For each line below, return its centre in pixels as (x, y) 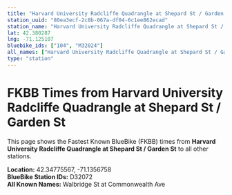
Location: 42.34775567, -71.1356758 (59, 169)
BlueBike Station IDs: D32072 (50, 176)
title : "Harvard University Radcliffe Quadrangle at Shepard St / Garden (116, 13)
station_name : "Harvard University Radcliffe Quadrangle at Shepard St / (116, 26)
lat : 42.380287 (29, 33)
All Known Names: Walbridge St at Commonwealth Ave (86, 184)
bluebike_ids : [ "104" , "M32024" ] (55, 46)
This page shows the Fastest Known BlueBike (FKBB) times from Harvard (112, 141)
